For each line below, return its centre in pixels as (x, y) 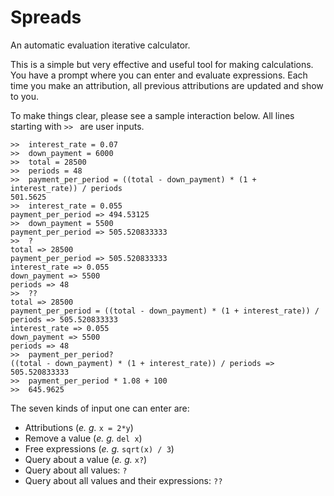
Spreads (46, 17)
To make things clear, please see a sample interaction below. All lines (152, 115)
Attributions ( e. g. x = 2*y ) (79, 427)
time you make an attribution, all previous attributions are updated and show (167, 85)
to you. (25, 96)
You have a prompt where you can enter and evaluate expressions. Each (159, 75)
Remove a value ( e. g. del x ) (83, 438)
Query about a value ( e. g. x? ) (86, 459)
